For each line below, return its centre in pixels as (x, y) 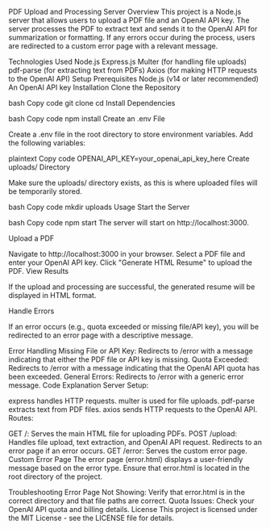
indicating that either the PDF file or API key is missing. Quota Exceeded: (129, 359)
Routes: (21, 418)
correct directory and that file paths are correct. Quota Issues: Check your (132, 501)
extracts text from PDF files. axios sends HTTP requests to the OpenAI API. (133, 409)
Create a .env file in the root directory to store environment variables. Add (131, 134)
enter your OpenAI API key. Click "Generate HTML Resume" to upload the (130, 262)
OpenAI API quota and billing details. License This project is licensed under (133, 509)
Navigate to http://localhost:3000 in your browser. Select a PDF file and (127, 254)
